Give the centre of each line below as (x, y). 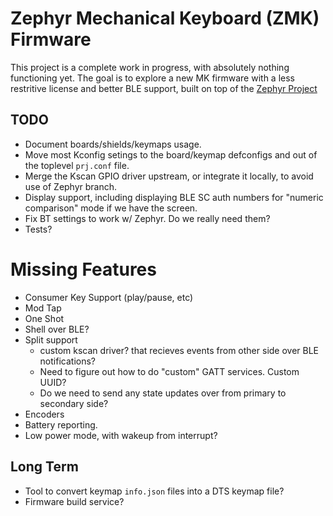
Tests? (38, 229)
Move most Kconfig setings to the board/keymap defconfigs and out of (171, 154)
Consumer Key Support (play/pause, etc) (109, 297)
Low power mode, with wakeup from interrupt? (121, 435)
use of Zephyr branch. (71, 186)
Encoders (44, 414)
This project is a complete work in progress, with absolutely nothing (150, 67)
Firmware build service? (74, 501)
